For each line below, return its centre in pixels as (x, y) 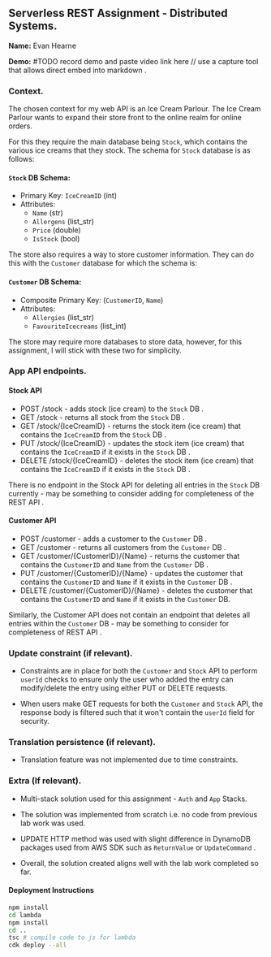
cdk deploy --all (38, 946)
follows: (22, 159)
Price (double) (56, 230)
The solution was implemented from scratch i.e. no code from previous (139, 814)
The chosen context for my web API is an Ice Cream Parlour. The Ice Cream (135, 109)
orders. (20, 126)
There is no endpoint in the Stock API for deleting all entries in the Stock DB (134, 485)
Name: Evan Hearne (43, 45)
